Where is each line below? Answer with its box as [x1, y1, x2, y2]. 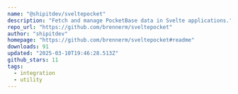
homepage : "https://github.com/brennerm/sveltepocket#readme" [7, 37, 195, 44]
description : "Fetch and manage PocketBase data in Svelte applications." [7, 17, 233, 24]
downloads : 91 [7, 43, 50, 50]
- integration [13, 69, 55, 76]
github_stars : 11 [7, 57, 59, 64]
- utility [13, 76, 42, 83]
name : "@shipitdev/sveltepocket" [7, 10, 106, 18]
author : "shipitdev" [7, 30, 69, 37]
